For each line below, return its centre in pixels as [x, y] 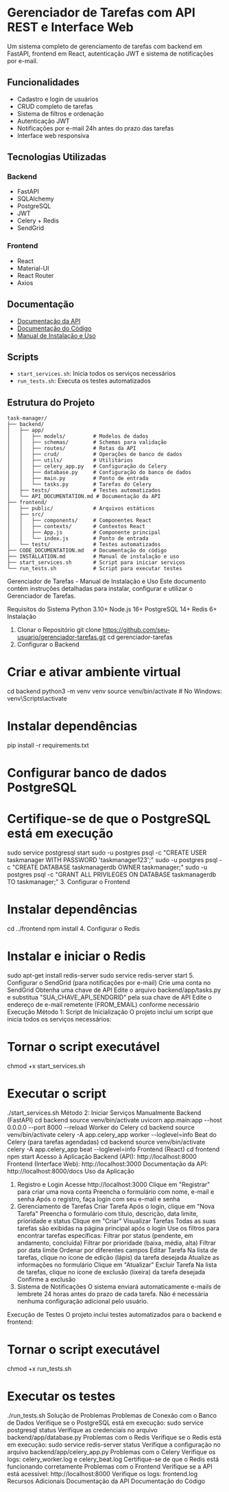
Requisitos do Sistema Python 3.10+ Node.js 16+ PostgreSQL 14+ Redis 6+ [112, 609]
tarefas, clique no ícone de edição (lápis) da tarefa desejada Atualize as [118, 1257]
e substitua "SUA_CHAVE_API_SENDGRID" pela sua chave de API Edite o [110, 997]
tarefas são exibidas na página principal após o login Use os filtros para [118, 1228]
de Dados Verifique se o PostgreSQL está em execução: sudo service [105, 1423]
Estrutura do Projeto [51, 402]
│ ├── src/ [26, 515]
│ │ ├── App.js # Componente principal [84, 533]
